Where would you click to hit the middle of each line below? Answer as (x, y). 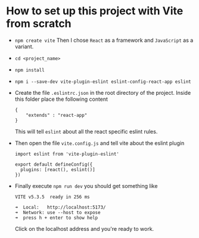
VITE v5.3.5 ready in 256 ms (52, 197)
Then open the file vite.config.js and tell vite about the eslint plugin (99, 143)
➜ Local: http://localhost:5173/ (60, 207)
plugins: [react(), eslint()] (58, 169)
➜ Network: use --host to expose (57, 212)
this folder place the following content (61, 99)
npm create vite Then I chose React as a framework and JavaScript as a (104, 40)
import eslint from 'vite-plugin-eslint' (67, 154)
